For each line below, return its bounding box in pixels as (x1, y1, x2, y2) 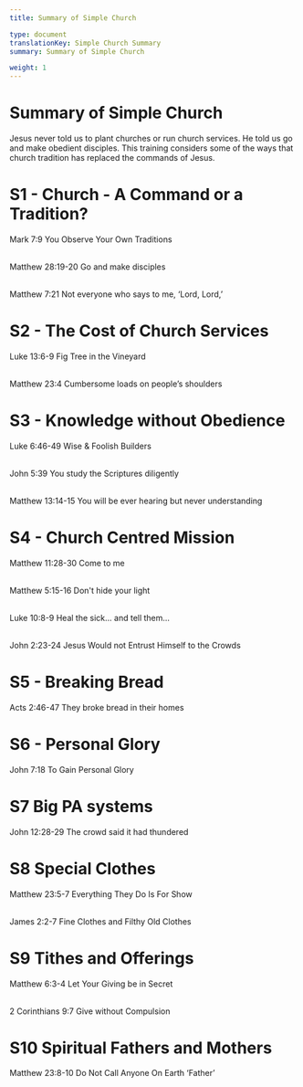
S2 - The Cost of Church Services (9, 321, 269, 342)
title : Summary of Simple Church (9, 13, 137, 23)
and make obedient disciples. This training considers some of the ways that (9, 142, 294, 153)
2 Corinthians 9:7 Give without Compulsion (9, 1006, 171, 1017)
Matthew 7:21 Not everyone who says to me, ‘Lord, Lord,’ (9, 289, 224, 300)
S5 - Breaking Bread (9, 672, 164, 692)
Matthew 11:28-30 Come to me (9, 557, 125, 568)
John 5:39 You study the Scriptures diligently (9, 468, 180, 479)
